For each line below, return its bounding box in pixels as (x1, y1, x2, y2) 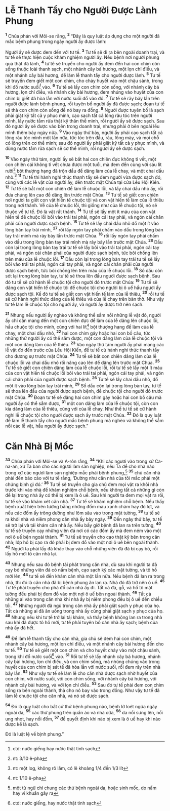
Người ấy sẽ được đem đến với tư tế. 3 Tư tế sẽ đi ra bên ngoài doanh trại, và (5, 48, 165, 55)
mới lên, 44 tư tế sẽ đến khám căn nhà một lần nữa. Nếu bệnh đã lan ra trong (5, 572, 165, 579)
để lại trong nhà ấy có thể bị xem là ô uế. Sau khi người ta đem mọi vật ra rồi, (5, 492, 165, 498)
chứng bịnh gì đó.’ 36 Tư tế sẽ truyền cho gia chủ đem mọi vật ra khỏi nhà (5, 480, 158, 488)
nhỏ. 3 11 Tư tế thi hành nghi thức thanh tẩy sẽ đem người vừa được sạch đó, (5, 173, 162, 180)
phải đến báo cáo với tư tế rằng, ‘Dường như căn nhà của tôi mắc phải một (5, 475, 160, 481)
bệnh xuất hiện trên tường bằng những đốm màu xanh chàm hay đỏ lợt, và (5, 504, 160, 510)
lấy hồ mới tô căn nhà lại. (5, 551, 57, 557)
